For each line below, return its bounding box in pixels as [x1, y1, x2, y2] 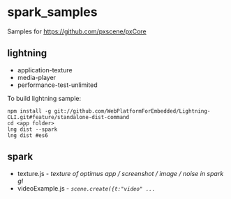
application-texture [17, 65, 73, 74]
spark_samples [7, 4, 98, 20]
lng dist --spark [7, 126, 58, 133]
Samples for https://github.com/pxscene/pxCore [7, 27, 147, 35]
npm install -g [7, 107, 52, 115]
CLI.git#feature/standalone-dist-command [7, 113, 130, 120]
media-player [17, 73, 57, 81]
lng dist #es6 [7, 132, 49, 139]
